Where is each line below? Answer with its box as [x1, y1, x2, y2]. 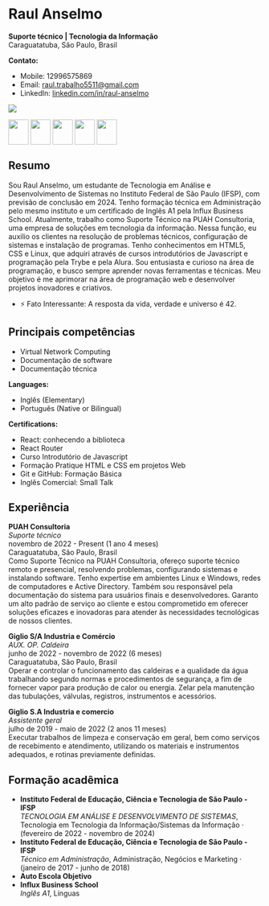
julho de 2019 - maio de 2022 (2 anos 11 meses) [8, 724, 167, 734]
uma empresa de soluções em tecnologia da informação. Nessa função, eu [8, 223, 257, 233]
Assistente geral [8, 715, 63, 725]
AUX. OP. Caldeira [8, 640, 70, 650]
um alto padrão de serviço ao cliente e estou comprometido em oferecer [8, 599, 249, 608]
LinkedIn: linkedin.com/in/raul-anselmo [19, 88, 149, 97]
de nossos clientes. [8, 616, 73, 626]
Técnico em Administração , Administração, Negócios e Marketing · [19, 855, 243, 864]
